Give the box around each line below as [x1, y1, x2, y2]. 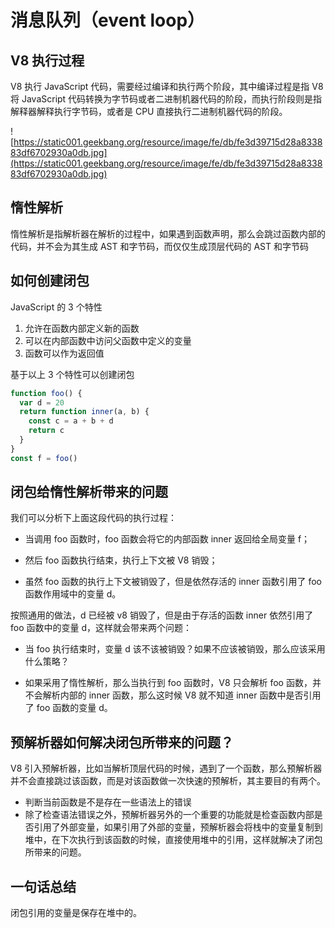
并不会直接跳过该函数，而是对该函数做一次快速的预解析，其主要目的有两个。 [10, 775, 326, 787]
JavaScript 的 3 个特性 [10, 301, 103, 313]
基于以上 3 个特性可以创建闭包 [10, 368, 135, 380]
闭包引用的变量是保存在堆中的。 [10, 907, 142, 919]
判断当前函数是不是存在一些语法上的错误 [24, 796, 192, 808]
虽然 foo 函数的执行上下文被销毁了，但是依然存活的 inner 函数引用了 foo [24, 576, 322, 588]
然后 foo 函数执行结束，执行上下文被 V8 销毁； [24, 554, 218, 566]
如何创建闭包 [10, 272, 90, 290]
